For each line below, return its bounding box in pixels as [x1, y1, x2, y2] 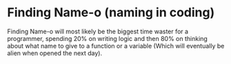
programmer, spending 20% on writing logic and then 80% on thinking [7, 34, 208, 42]
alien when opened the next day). [7, 49, 102, 57]
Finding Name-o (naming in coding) [7, 5, 215, 20]
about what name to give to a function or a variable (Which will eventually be [7, 42, 225, 50]
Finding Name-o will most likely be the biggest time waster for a [7, 27, 188, 35]
